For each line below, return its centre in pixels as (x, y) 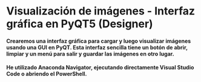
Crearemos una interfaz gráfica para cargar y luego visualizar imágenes (99, 41)
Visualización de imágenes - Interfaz (101, 11)
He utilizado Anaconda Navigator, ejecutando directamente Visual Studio (100, 68)
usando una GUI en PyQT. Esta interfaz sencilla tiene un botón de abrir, (97, 47)
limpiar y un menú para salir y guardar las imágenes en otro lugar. (90, 54)
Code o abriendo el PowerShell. (47, 74)
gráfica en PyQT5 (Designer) (80, 24)
